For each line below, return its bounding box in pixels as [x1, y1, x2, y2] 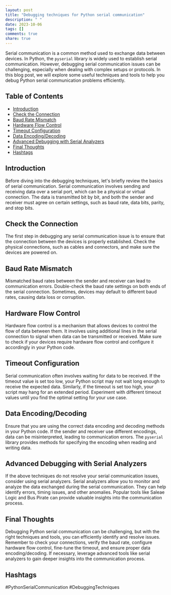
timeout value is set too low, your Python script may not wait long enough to [5, 378, 165, 384]
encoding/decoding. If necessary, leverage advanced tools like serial [5, 550, 151, 557]
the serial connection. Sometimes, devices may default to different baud [5, 289, 157, 295]
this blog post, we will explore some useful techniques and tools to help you [5, 72, 165, 78]
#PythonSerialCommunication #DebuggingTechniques [5, 584, 120, 590]
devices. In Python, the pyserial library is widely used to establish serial [5, 55, 157, 61]
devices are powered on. [5, 249, 58, 256]
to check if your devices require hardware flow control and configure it [5, 339, 154, 345]
